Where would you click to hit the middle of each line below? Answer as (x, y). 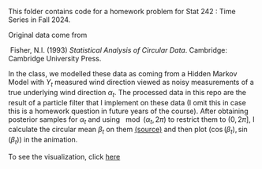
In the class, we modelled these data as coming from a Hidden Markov (123, 73)
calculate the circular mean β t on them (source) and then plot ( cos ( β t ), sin (128, 130)
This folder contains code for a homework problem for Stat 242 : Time (122, 11)
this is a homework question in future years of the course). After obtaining (128, 111)
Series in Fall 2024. (39, 20)
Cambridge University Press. (55, 59)
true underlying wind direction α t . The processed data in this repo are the (127, 93)
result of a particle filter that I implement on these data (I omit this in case (127, 102)
